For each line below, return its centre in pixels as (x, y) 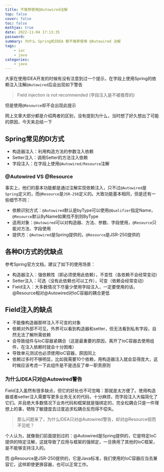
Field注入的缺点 (29, 310)
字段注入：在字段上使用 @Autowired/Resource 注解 (61, 164)
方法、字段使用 (36, 229)
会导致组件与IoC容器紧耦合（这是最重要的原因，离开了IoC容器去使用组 (83, 341)
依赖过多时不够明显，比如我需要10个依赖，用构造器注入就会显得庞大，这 (85, 359)
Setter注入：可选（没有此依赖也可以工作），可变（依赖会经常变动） (79, 281)
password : (15, 37)
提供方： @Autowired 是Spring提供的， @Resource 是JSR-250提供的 (76, 235)
